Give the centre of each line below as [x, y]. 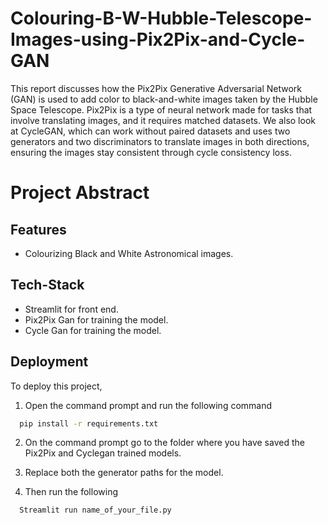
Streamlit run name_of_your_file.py [95, 510]
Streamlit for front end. [71, 309]
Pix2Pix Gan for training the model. [96, 319]
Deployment [49, 362]
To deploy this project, [56, 386]
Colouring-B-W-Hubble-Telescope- [161, 18]
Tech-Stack [47, 285]
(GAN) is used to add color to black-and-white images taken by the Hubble [164, 99]
